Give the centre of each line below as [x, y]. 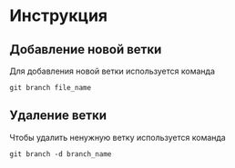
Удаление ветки [58, 116]
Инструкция [58, 16]
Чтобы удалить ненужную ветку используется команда [117, 137]
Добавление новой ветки [86, 49]
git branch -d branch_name [61, 154]
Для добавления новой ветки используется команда [112, 71]
